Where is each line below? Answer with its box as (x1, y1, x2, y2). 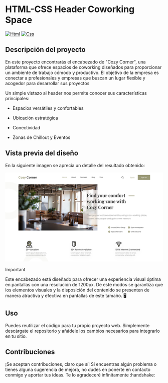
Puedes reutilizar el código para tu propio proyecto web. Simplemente (5, 322, 150, 328)
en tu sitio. (5, 333, 27, 339)
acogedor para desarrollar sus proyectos (5, 80, 90, 86)
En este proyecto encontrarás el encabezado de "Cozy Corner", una (5, 59, 146, 65)
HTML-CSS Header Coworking (5, 4, 135, 15)
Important (5, 267, 26, 273)
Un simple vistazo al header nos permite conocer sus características (5, 90, 147, 96)
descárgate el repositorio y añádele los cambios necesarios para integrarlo (5, 328, 160, 334)
